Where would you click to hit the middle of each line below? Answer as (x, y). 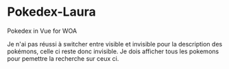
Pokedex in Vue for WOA (42, 31)
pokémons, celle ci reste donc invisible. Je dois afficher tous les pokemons (113, 51)
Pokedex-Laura (51, 12)
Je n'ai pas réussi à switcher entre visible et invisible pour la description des (115, 44)
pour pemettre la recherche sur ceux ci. (63, 58)
